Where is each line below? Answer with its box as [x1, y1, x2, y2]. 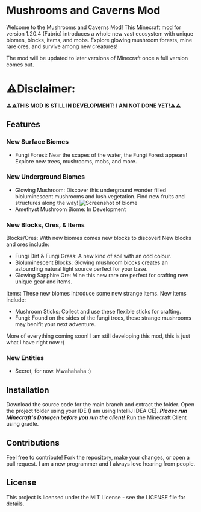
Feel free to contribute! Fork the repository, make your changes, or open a [6, 454, 190, 461]
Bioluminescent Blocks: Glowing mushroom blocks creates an [14, 259, 169, 266]
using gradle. [6, 420, 39, 428]
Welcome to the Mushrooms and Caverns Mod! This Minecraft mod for [6, 24, 182, 31]
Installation [6, 385, 49, 395]
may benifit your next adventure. [14, 321, 96, 328]
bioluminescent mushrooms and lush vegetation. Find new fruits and [14, 192, 185, 200]
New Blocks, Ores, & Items [6, 221, 85, 229]
